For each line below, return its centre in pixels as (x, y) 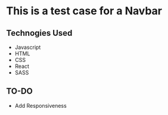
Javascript (28, 47)
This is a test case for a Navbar (84, 11)
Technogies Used (39, 33)
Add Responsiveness (41, 105)
